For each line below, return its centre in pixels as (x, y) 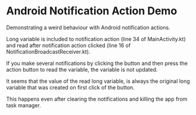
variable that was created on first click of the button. (71, 87)
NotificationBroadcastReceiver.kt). (48, 51)
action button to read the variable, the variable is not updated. (82, 69)
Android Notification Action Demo (92, 11)
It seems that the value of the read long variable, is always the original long (98, 81)
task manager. (24, 105)
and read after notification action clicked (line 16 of (69, 45)
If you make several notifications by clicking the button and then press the (97, 63)
